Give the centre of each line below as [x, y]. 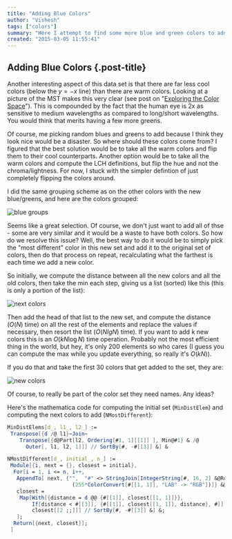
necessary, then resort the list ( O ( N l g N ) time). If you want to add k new [108, 332]
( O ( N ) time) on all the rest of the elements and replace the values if [102, 324]
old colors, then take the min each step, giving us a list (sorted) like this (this [116, 283]
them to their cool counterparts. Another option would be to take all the [108, 155]
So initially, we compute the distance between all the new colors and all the [114, 275]
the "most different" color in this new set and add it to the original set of [109, 247]
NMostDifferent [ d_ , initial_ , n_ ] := [61, 459]
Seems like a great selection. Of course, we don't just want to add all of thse [116, 225]
